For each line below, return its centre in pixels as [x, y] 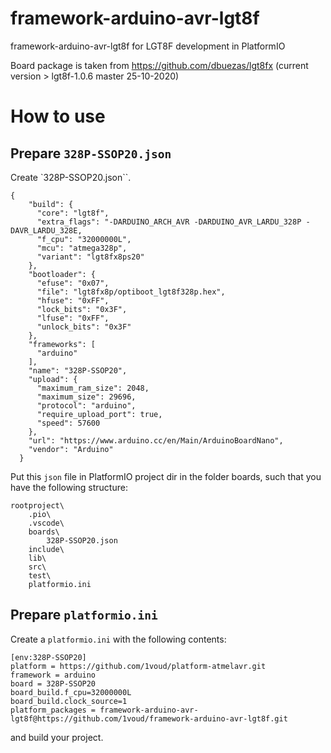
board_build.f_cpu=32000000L [71, 692]
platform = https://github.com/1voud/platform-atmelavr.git [138, 666]
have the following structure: [69, 487]
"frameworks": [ [62, 344]
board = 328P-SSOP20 [53, 683]
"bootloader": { [62, 274]
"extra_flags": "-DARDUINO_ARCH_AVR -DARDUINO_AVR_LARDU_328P [169, 222]
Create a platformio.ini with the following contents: [118, 639]
